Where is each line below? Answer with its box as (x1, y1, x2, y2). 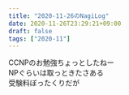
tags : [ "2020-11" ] (8, 34, 71, 43)
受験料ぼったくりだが (8, 78, 80, 88)
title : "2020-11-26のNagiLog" (8, 11, 110, 20)
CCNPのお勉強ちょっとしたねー (8, 58, 114, 67)
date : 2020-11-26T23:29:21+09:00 (8, 19, 122, 28)
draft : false (8, 27, 53, 35)
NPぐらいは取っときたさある (8, 68, 104, 78)
